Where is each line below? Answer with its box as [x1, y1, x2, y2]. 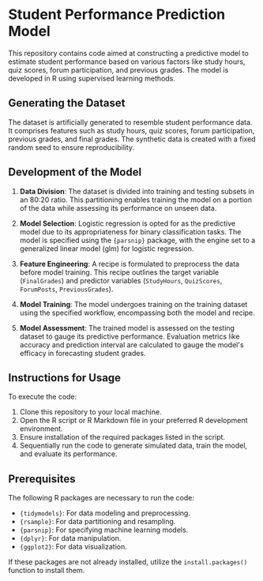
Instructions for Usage [8, 371, 121, 384]
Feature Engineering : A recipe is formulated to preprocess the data [19, 259, 239, 268]
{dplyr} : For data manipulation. [19, 534, 122, 543]
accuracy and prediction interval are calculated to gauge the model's [19, 339, 244, 349]
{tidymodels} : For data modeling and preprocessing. [19, 508, 191, 518]
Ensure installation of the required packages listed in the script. [19, 433, 226, 442]
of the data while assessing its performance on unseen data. [19, 203, 217, 212]
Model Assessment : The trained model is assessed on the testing [19, 323, 235, 332]
